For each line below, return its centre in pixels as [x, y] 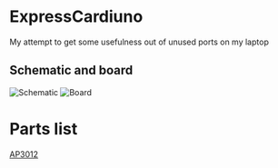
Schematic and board [71, 70]
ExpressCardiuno [76, 17]
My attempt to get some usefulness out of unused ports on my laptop [139, 42]
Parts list [44, 128]
